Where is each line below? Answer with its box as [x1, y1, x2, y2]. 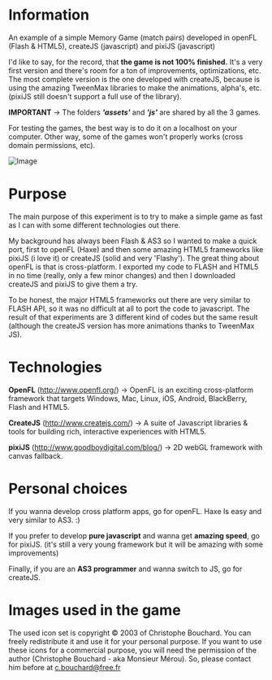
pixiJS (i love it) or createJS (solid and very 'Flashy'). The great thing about [8, 253, 260, 263]
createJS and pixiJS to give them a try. [8, 279, 138, 289]
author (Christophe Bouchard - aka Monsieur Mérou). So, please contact [8, 653, 252, 664]
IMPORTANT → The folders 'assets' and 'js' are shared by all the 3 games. [8, 107, 261, 117]
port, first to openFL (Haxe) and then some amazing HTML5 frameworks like [8, 244, 264, 254]
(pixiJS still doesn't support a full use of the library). [8, 91, 183, 101]
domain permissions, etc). [8, 140, 96, 150]
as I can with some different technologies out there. [8, 220, 181, 229]
